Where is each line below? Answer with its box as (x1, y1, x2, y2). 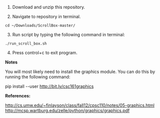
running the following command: (5, 74, 70, 80)
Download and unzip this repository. (12, 4, 86, 10)
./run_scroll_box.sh (5, 41, 47, 46)
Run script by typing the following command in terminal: (12, 32, 125, 37)
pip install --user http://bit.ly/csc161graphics (5, 83, 94, 89)
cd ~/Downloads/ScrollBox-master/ (5, 23, 76, 28)
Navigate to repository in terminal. (12, 14, 81, 19)
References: (5, 93, 31, 98)
